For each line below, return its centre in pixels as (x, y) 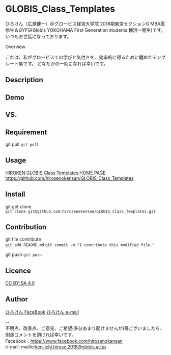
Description (24, 80)
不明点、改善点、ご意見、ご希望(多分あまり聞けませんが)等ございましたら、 (85, 328)
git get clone (18, 206)
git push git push (24, 255)
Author (17, 299)
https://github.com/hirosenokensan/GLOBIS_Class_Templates (69, 178)
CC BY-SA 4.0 (20, 283)
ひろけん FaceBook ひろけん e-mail (42, 312)
